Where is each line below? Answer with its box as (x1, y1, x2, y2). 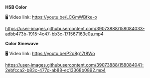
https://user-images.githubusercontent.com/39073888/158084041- (5, 62, 144, 68)
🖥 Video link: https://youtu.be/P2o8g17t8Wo (5, 51, 95, 56)
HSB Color (5, 4, 27, 10)
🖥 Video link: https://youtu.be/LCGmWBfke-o (5, 14, 97, 20)
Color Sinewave (5, 41, 39, 46)
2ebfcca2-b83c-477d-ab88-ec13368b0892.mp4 (5, 67, 106, 73)
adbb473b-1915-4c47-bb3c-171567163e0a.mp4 (5, 31, 104, 37)
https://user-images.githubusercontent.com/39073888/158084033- (5, 26, 145, 31)
